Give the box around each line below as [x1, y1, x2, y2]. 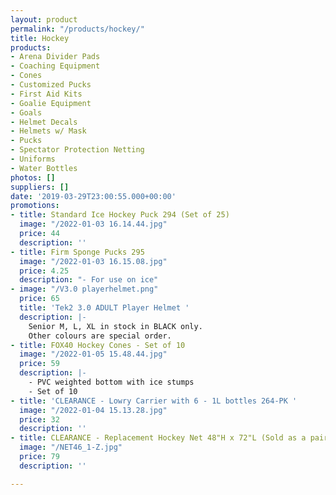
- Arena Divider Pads [10, 52, 101, 62]
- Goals [10, 107, 43, 118]
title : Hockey [10, 33, 70, 43]
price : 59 [19, 359, 60, 369]
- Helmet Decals [10, 117, 78, 127]
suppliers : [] [10, 182, 70, 192]
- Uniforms [10, 154, 56, 164]
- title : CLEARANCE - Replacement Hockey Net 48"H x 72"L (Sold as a [10, 433, 307, 443]
